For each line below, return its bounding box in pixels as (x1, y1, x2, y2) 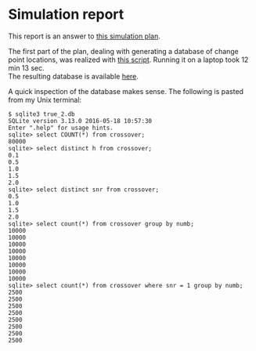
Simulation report (8, 5, 124, 24)
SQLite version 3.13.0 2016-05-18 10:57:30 (8, 117, 153, 125)
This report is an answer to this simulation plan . (8, 31, 160, 41)
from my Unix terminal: (8, 95, 82, 104)
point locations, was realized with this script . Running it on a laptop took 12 (8, 55, 249, 64)
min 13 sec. (8, 63, 45, 72)
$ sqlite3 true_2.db (8, 110, 76, 118)
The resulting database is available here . (8, 71, 139, 81)
